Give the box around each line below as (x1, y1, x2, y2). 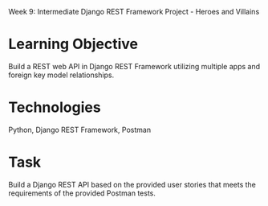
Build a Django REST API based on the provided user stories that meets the (8, 179, 257, 189)
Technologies (8, 98, 102, 117)
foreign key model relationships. (8, 70, 115, 80)
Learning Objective (8, 35, 139, 53)
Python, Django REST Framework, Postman (8, 125, 151, 134)
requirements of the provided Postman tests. (8, 188, 156, 198)
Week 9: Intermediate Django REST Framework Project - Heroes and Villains (8, 7, 260, 16)
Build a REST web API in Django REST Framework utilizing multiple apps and (8, 61, 261, 71)
